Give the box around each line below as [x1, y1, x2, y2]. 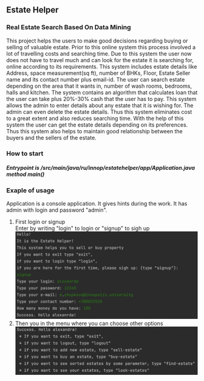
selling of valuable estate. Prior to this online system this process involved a [6, 43, 196, 51]
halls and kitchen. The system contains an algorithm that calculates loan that [6, 88, 198, 96]
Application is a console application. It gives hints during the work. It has [6, 200, 188, 207]
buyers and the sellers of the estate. [6, 134, 97, 141]
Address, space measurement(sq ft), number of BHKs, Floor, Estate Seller [6, 69, 191, 77]
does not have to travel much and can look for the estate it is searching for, [6, 56, 194, 63]
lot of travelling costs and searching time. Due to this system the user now [6, 50, 192, 57]
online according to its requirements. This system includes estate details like [6, 63, 197, 70]
